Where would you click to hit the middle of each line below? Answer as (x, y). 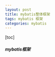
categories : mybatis (26, 23)
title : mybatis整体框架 (27, 14)
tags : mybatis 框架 (24, 19)
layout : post (18, 10)
